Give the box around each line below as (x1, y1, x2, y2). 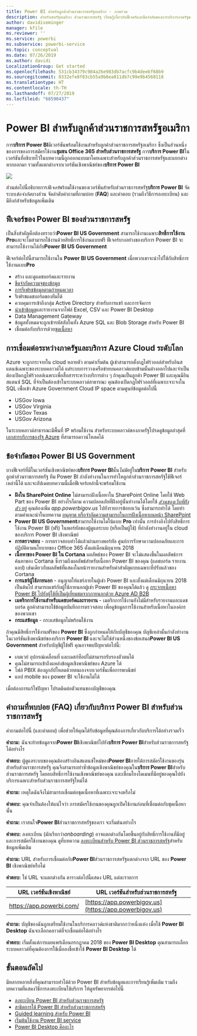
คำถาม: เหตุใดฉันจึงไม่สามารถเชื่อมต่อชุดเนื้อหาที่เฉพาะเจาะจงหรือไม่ (6, 788, 136, 796)
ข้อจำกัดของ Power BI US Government (6, 450, 135, 461)
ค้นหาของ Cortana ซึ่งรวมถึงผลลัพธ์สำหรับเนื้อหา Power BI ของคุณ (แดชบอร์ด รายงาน (14, 557, 186, 564)
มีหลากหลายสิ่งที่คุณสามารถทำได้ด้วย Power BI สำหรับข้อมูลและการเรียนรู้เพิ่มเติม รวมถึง (6, 978, 178, 985)
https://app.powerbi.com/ (9, 902, 79, 910)
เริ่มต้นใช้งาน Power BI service (14, 1017, 81, 1024)
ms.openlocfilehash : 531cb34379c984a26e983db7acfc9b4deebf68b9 (6, 69, 164, 75)
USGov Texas (14, 409, 48, 416)
